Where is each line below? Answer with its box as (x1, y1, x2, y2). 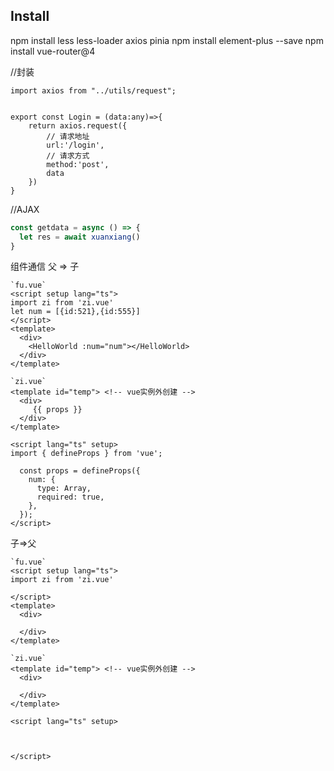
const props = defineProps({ (19, 466, 141, 476)
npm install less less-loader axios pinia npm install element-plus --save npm (10, 34, 324, 46)
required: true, (36, 492, 105, 503)
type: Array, (36, 484, 92, 494)
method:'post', (46, 159, 110, 169)
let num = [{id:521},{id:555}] (10, 307, 141, 317)
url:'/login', (46, 140, 105, 150)
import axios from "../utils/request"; (10, 85, 177, 96)
